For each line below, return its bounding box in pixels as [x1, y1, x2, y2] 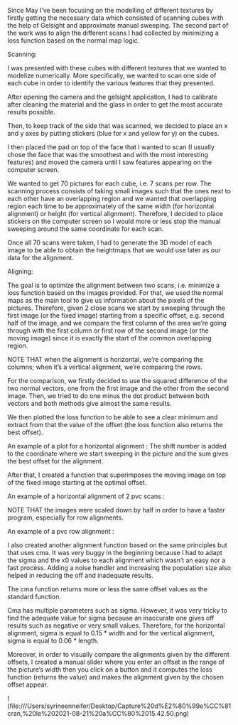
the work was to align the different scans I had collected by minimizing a [7, 28, 219, 37]
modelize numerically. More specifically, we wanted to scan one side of [7, 71, 217, 80]
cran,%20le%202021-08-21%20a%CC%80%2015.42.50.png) [7, 709, 190, 717]
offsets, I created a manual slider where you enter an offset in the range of [7, 657, 225, 666]
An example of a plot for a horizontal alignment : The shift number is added [7, 442, 227, 450]
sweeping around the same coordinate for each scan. [7, 225, 164, 233]
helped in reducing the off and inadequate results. [7, 571, 154, 579]
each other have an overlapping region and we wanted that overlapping [7, 195, 217, 203]
